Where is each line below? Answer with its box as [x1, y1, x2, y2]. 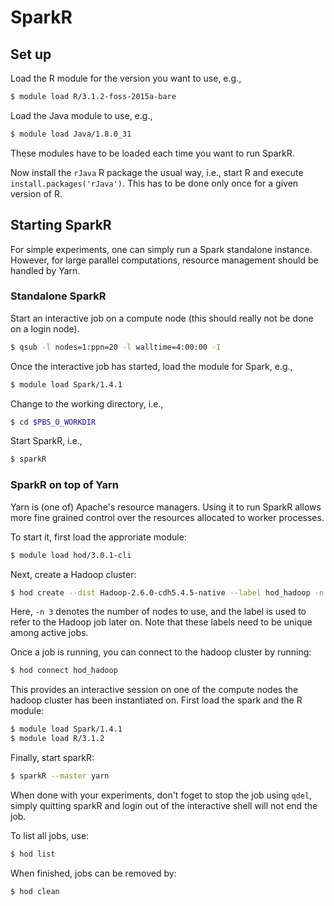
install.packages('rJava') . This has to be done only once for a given [10, 177, 299, 189]
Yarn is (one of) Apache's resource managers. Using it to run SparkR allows [10, 501, 322, 513]
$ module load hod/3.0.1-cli [10, 550, 132, 560]
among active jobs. [10, 627, 89, 639]
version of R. [10, 187, 63, 200]
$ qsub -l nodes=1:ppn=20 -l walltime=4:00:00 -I [10, 342, 222, 352]
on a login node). [10, 322, 80, 335]
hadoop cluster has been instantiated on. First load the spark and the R [10, 694, 303, 706]
